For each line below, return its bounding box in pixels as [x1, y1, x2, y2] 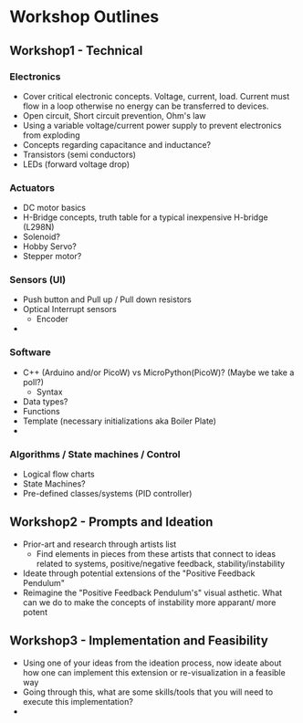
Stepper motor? [22, 251, 82, 262]
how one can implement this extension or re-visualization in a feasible [22, 666, 286, 677]
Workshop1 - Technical [9, 43, 143, 58]
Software [9, 346, 52, 359]
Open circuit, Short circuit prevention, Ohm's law [22, 110, 206, 120]
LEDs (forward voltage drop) [22, 158, 131, 170]
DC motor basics [22, 203, 87, 214]
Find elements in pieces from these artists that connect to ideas [36, 548, 277, 559]
